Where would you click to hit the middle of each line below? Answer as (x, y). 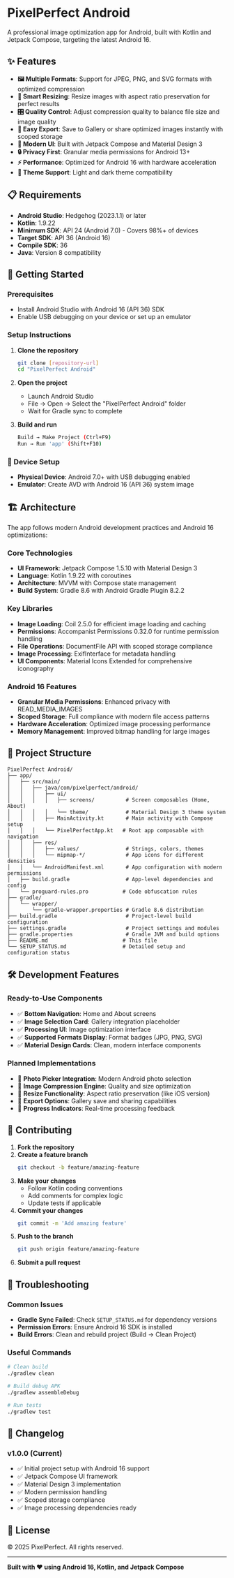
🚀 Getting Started (46, 274)
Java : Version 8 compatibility (59, 252)
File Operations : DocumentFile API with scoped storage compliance (115, 646)
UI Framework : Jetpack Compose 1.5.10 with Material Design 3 (107, 568)
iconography (36, 668)
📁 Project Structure (49, 753)
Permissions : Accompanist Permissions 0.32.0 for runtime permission (118, 631)
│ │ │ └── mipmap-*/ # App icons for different (106, 855)
